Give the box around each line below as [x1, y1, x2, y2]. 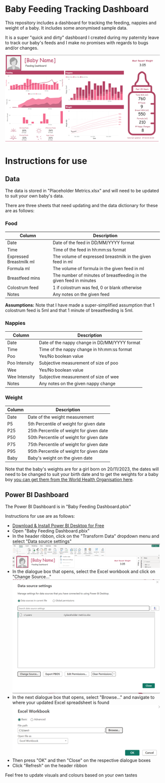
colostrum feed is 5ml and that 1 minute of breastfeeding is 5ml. [5, 308, 134, 313]
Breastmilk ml [7, 258, 35, 264]
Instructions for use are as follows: [5, 513, 75, 519]
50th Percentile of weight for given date [27, 435, 108, 440]
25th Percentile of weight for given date [27, 428, 108, 434]
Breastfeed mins [7, 275, 40, 281]
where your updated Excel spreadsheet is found [12, 699, 110, 705]
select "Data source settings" [12, 538, 72, 544]
